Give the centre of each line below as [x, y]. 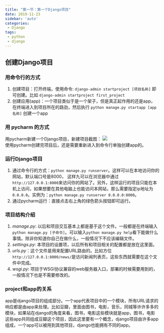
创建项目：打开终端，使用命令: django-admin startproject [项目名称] [81, 89]
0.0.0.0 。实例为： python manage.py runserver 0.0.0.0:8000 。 [76, 195]
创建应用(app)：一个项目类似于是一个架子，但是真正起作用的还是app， [84, 101]
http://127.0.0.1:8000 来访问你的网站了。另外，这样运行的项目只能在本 [85, 183]
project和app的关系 [28, 289]
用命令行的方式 [23, 78]
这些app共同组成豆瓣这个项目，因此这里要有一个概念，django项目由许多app [82, 319]
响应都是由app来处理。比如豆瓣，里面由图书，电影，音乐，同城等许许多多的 [82, 307]
